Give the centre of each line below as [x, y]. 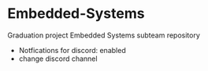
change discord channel [58, 59]
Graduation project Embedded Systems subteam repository [104, 35]
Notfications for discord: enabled [72, 50]
